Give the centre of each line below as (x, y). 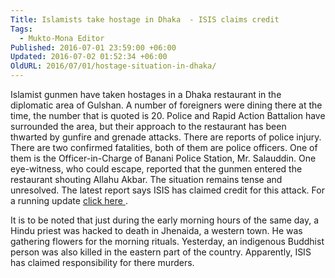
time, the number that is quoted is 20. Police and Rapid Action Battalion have (168, 115)
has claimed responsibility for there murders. (102, 262)
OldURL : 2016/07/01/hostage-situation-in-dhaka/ (113, 66)
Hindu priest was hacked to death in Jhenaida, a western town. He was (156, 230)
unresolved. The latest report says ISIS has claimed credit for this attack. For (167, 190)
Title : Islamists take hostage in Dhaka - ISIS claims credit (145, 19)
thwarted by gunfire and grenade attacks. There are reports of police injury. (166, 137)
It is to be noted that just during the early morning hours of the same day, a (165, 220)
